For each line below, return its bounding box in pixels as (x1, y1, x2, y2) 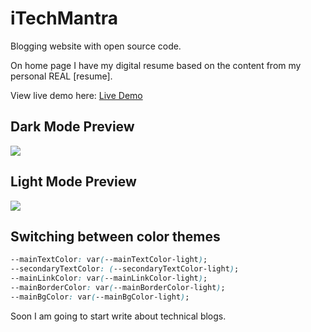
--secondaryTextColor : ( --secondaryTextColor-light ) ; (10, 264, 240, 274)
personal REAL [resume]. (10, 70, 113, 82)
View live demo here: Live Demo (10, 89, 143, 101)
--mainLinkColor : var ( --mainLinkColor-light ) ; (10, 273, 208, 284)
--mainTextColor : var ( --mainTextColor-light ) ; (10, 255, 208, 265)
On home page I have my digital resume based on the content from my (10, 59, 302, 71)
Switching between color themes (10, 228, 221, 245)
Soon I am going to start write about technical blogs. (10, 310, 227, 322)
